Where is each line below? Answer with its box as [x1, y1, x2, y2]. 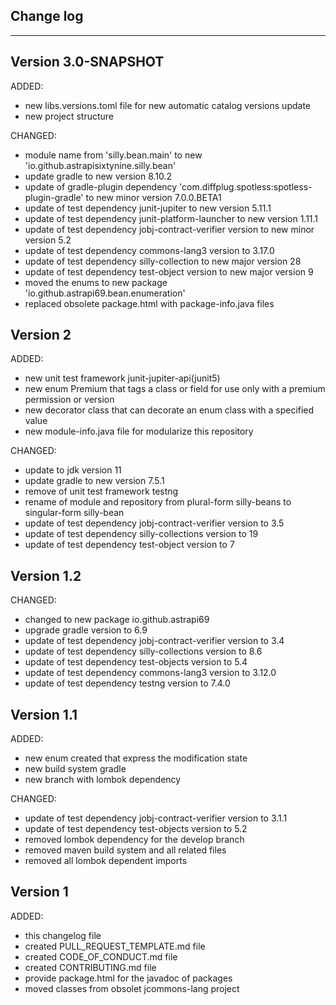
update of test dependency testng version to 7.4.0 [24, 677, 231, 689]
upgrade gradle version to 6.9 [24, 624, 148, 636]
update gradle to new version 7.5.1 [24, 475, 165, 487]
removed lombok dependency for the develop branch [24, 834, 245, 846]
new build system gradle [24, 763, 127, 775]
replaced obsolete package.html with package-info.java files [24, 297, 275, 309]
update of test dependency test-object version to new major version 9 [24, 265, 314, 278]
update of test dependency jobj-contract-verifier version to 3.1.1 [24, 812, 288, 824]
